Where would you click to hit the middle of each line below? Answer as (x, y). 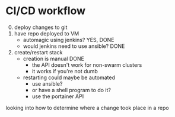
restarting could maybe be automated (69, 77)
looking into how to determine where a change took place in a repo (87, 108)
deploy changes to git (41, 27)
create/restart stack (38, 52)
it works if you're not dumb (65, 71)
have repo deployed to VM (47, 33)
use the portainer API (58, 96)
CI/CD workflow (46, 11)
